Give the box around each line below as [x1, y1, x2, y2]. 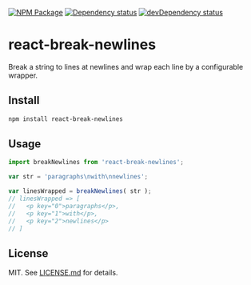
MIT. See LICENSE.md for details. [8, 268, 118, 278]
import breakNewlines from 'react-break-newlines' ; [8, 159, 184, 167]
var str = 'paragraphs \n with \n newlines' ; [8, 173, 149, 181]
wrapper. [8, 70, 38, 80]
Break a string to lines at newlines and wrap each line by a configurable [8, 62, 244, 71]
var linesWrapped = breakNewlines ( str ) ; [8, 187, 152, 195]
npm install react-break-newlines [8, 114, 124, 123]
